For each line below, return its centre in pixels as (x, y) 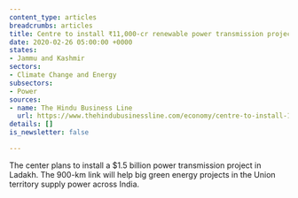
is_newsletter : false (49, 133)
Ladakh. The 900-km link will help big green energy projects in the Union (143, 174)
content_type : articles (53, 17)
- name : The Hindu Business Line (71, 108)
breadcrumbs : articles (51, 26)
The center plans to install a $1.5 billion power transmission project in (135, 165)
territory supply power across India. (74, 184)
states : (24, 50)
